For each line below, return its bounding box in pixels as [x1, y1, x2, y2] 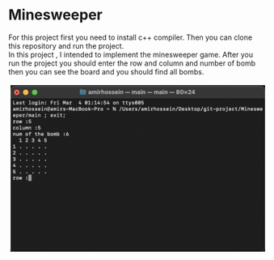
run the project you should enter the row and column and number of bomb [8, 58, 256, 68]
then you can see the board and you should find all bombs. [8, 66, 204, 76]
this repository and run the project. [8, 40, 124, 50]
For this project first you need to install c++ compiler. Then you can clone [8, 32, 253, 42]
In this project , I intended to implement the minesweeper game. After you [8, 49, 254, 59]
